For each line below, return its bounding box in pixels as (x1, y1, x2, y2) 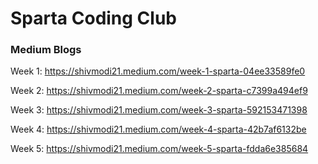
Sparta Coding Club (10, 7, 177, 30)
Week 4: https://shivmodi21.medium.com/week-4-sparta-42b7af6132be (10, 123, 307, 136)
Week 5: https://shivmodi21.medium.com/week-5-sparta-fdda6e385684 (10, 143, 309, 155)
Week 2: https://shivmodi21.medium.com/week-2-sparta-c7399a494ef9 (10, 85, 308, 97)
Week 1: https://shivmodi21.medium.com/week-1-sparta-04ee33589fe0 (10, 65, 306, 77)
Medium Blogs (10, 43, 82, 57)
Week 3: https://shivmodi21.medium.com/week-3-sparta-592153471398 (10, 104, 308, 116)
